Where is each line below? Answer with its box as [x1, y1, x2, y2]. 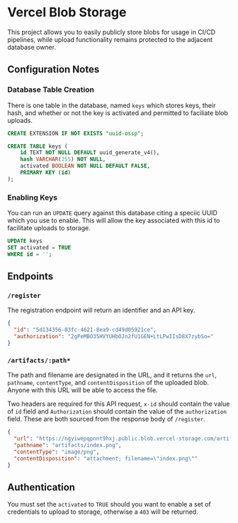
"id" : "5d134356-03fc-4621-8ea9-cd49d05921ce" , [13, 326, 157, 334]
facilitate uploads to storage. [7, 224, 91, 232]
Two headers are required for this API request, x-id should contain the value [7, 399, 230, 409]
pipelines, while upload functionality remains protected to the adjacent [7, 35, 213, 43]
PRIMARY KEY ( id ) [20, 169, 72, 176]
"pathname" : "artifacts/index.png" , [13, 441, 122, 448]
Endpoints [7, 271, 54, 283]
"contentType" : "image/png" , [13, 448, 100, 455]
